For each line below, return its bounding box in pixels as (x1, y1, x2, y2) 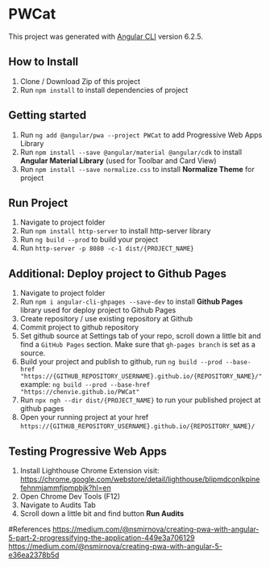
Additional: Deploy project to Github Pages (8, 267, 227, 280)
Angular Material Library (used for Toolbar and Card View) (19, 155, 217, 166)
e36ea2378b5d (8, 550, 60, 560)
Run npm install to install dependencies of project (19, 85, 189, 94)
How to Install (8, 55, 79, 69)
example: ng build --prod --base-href (19, 380, 151, 389)
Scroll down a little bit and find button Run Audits (19, 509, 185, 518)
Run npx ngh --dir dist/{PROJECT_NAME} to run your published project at (19, 395, 261, 405)
